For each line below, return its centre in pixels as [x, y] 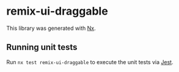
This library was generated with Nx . [51, 28]
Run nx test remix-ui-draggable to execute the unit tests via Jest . [90, 62]
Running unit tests [42, 47]
